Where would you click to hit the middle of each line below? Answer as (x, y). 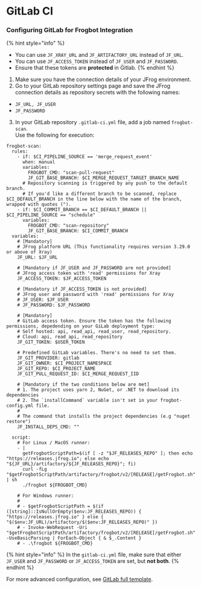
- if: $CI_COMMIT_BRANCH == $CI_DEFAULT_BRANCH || (82, 210)
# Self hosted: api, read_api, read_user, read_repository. (94, 332)
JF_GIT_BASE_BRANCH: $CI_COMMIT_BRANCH (78, 231)
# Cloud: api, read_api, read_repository (70, 337)
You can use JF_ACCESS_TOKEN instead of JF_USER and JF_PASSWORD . (97, 61)
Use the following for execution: (55, 135)
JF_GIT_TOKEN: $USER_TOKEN (51, 342)
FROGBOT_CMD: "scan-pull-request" (71, 173)
